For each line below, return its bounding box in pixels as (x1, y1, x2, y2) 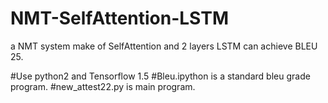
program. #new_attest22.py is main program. (10, 80, 196, 92)
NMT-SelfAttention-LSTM (10, 7, 230, 30)
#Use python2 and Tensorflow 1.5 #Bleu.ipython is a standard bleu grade (10, 70, 311, 82)
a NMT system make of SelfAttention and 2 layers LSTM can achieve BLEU (10, 40, 318, 52)
